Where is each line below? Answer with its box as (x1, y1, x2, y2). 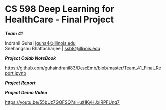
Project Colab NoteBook (5, 55, 56, 61)
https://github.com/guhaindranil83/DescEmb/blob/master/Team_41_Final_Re (5, 65, 161, 71)
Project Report (5, 80, 36, 86)
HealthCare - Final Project (5, 14, 114, 25)
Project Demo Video (5, 89, 47, 95)
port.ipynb (5, 70, 26, 76)
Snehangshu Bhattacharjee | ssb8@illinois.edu (5, 45, 101, 51)
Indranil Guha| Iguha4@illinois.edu (5, 40, 76, 46)
